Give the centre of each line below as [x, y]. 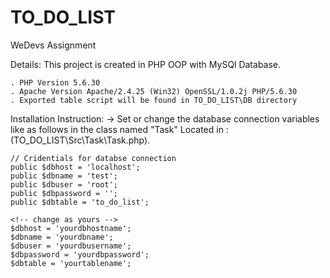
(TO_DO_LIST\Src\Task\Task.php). [80, 140]
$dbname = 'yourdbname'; [62, 237]
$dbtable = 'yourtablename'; [71, 263]
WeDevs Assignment [53, 45]
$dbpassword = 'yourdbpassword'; [80, 254]
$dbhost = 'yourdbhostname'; [71, 228]
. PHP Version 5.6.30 [55, 82]
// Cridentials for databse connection [93, 158]
